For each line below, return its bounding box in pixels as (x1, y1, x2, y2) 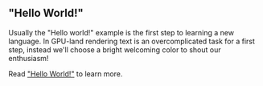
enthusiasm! (8, 53, 49, 63)
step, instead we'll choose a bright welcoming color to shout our (8, 44, 221, 55)
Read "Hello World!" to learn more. (8, 68, 123, 79)
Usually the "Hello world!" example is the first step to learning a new (8, 27, 235, 37)
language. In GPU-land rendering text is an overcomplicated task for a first (8, 36, 256, 46)
